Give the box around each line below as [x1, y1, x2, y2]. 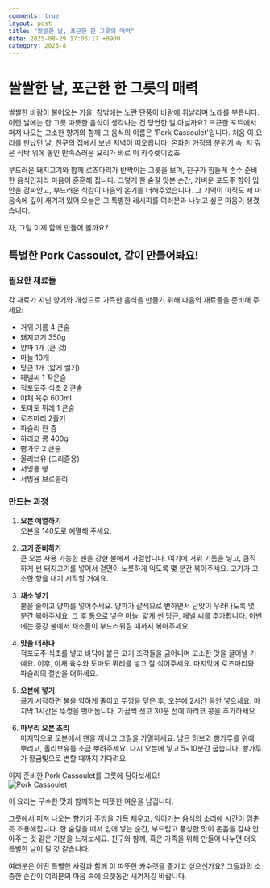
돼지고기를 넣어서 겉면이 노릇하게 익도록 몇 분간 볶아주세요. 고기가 [44, 564, 251, 573]
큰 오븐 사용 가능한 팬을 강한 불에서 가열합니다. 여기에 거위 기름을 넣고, [19, 553, 242, 563]
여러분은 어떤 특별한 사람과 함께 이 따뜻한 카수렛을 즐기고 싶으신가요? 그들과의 [8, 861, 253, 871]
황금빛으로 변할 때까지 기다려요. [28, 754, 128, 763]
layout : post [8, 19, 52, 27]
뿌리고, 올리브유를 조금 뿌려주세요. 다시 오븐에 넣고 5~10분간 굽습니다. [19, 743, 241, 753]
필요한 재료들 [8, 275, 56, 286]
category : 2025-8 [8, 42, 67, 50]
